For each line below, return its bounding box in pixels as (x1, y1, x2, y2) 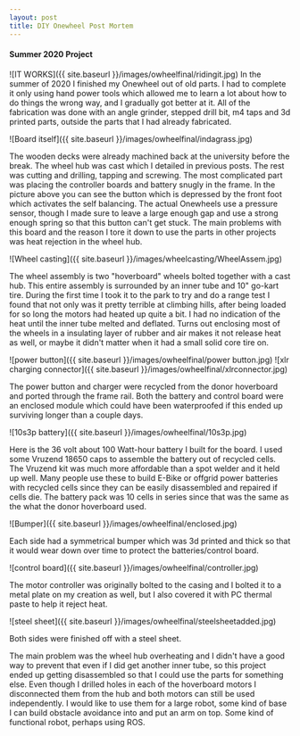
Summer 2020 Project (9, 49, 94, 60)
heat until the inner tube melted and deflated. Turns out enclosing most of (9, 318, 281, 328)
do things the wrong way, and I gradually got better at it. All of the (9, 97, 251, 108)
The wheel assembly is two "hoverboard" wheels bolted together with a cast (9, 270, 291, 281)
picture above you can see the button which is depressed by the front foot (9, 188, 283, 199)
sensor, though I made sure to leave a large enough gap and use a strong (9, 207, 279, 219)
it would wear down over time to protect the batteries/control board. (9, 545, 259, 556)
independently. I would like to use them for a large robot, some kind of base (9, 698, 287, 708)
